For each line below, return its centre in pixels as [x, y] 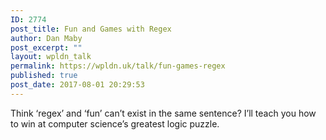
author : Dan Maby [46, 38]
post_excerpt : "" [46, 47]
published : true [44, 76]
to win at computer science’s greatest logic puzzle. [115, 123]
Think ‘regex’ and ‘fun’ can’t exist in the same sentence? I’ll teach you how [163, 113]
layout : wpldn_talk [51, 57]
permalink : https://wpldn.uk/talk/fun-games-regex [118, 66]
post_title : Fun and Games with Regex [91, 29]
